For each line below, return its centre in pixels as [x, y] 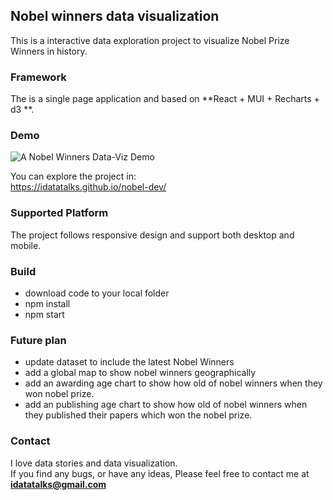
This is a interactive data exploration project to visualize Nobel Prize [150, 40]
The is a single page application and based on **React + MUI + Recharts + [165, 99]
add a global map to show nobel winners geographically [140, 373]
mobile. [26, 245]
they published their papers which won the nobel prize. [138, 415]
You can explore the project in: [73, 176]
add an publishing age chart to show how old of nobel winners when [166, 405]
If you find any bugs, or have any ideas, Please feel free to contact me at [160, 473]
